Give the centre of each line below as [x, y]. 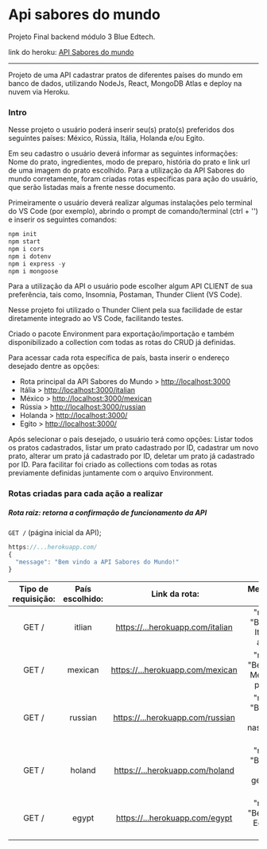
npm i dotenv [30, 256]
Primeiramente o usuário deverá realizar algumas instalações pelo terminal [130, 203]
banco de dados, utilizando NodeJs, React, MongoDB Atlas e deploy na [125, 83]
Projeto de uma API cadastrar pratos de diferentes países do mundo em [126, 75]
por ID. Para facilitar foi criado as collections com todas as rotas [113, 465]
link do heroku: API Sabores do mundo [71, 52]
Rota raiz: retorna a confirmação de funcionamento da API [108, 513]
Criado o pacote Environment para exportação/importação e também [121, 334]
